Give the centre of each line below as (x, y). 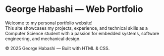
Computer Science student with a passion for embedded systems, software (82, 33)
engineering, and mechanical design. (43, 39)
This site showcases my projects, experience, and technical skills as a (77, 28)
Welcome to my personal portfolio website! (49, 23)
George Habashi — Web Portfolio (74, 9)
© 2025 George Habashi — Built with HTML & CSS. (57, 48)
